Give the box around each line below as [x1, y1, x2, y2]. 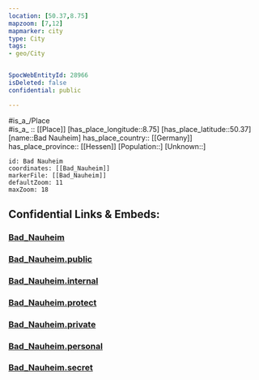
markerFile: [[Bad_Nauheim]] [8, 171, 107, 179]
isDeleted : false [8, 79, 67, 87]
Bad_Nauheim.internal [8, 275, 99, 286]
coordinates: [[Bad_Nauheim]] [8, 164, 111, 173]
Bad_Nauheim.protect [8, 297, 97, 308]
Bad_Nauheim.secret [8, 362, 93, 374]
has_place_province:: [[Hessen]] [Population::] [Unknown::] [8, 141, 206, 151]
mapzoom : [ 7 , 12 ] [8, 19, 63, 28]
